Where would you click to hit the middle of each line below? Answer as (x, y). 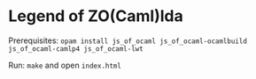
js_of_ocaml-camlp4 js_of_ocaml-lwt (76, 49)
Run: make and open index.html (65, 65)
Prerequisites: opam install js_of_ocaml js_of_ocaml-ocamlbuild (128, 40)
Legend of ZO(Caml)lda (96, 16)
